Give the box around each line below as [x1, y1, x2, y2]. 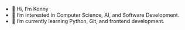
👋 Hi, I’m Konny [11, 6, 49, 12]
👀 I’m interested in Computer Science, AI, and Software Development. [11, 12, 180, 18]
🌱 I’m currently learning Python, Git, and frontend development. [11, 18, 165, 24]
